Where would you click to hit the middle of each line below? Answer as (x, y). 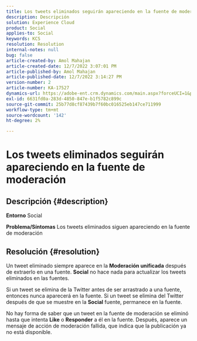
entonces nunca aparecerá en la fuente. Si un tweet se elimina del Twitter (95, 296)
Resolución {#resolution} (53, 251)
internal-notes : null (33, 50)
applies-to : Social (30, 33)
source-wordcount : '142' (36, 115)
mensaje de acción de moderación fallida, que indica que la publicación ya (96, 326)
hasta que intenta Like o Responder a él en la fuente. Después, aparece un (97, 319)
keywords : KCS (23, 39)
